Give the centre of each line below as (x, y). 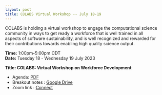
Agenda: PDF (25, 77)
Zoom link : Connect (32, 87)
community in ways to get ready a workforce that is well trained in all (74, 33)
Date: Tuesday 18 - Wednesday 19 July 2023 (50, 58)
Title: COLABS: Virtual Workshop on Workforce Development (68, 67)
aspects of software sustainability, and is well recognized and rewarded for (81, 38)
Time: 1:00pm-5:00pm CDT (33, 53)
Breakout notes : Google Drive (42, 82)
